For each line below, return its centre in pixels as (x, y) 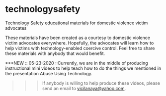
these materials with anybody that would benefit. (55, 53)
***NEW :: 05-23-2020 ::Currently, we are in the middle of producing (77, 63)
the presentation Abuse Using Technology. (49, 73)
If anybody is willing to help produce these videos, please (101, 83)
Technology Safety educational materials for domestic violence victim (77, 23)
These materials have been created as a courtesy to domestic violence (78, 38)
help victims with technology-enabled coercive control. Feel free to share (80, 48)
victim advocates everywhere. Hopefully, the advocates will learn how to (80, 43)
